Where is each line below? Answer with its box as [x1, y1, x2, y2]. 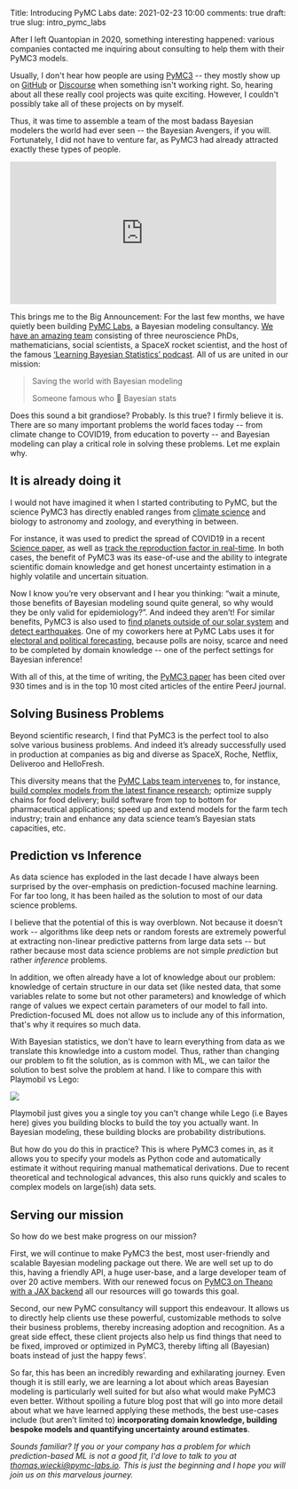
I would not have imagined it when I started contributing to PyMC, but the [10, 497, 278, 508]
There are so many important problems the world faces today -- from [10, 420, 263, 429]
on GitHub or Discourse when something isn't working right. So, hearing [10, 80, 273, 90]
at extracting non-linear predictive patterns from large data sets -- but [10, 936, 266, 947]
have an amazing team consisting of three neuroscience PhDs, [10, 330, 239, 341]
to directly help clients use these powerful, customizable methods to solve [10, 1312, 282, 1323]
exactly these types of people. [10, 144, 122, 154]
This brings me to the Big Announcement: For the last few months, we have [10, 311, 285, 322]
